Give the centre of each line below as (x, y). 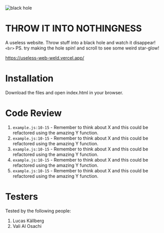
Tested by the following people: (38, 211)
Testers (22, 197)
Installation (29, 79)
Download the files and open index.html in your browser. (64, 92)
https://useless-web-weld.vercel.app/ (45, 58)
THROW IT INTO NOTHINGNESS (74, 29)
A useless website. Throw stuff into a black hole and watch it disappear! (80, 42)
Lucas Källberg (28, 221)
